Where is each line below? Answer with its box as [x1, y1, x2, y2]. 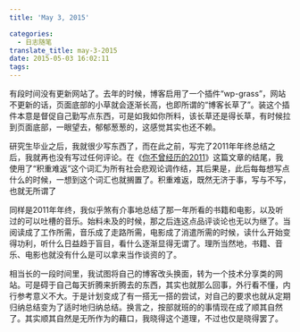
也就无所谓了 [9, 185, 56, 196]
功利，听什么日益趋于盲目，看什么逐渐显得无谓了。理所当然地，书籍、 [16, 238, 275, 249]
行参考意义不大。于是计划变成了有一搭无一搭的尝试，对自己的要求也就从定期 [9, 291, 291, 301]
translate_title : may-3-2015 [9, 46, 118, 55]
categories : [9, 29, 54, 38]
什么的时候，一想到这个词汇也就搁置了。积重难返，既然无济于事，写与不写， [9, 175, 291, 184]
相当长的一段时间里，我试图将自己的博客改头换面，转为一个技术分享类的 [9, 268, 275, 278]
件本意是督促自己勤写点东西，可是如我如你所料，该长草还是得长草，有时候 [9, 111, 283, 121]
